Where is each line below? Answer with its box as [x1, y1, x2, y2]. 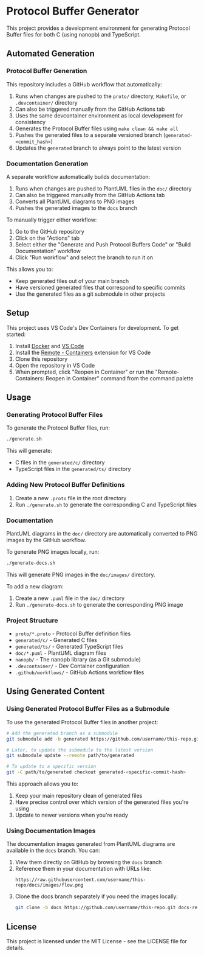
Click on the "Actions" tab [15, 234, 80, 242]
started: [6, 330, 26, 338]
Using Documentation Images [6, 826, 96, 835]
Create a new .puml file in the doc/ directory [15, 595, 125, 602]
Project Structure [6, 616, 58, 624]
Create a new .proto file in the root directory [15, 494, 127, 501]
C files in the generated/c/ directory [15, 459, 105, 466]
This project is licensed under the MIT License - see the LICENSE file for [6, 937, 187, 944]
